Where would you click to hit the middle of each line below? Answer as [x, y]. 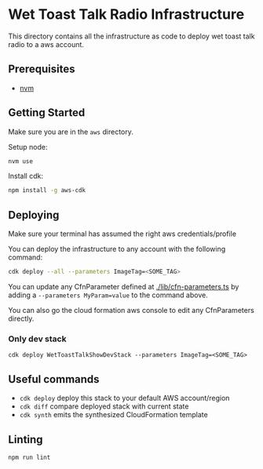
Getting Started [47, 113]
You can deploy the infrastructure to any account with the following [117, 249]
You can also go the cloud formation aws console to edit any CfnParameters [131, 310]
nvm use [21, 161]
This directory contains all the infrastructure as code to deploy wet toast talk [131, 36]
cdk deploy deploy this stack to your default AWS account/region [124, 398]
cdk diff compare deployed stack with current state [104, 406]
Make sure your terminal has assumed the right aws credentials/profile [122, 234]
